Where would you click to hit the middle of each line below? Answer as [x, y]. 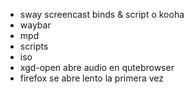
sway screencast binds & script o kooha [102, 14]
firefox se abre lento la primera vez [91, 78]
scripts [34, 46]
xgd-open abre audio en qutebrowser [97, 67]
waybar [35, 25]
